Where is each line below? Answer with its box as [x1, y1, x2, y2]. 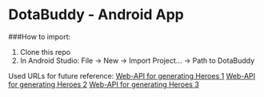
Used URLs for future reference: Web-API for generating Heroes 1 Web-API [8, 71, 256, 80]
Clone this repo [19, 47, 70, 56]
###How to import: [8, 32, 71, 41]
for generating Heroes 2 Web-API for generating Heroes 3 [8, 80, 200, 89]
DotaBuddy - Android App [8, 6, 184, 24]
